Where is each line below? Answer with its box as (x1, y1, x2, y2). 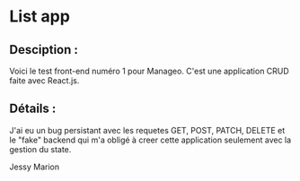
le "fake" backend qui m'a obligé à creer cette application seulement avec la (9, 134, 292, 145)
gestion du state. (9, 143, 72, 154)
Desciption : (9, 42, 79, 57)
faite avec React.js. (9, 75, 80, 86)
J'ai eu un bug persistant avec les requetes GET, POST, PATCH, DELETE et (9, 125, 286, 135)
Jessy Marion (9, 161, 60, 172)
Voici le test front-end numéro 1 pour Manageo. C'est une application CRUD (9, 65, 289, 76)
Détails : (9, 101, 57, 116)
